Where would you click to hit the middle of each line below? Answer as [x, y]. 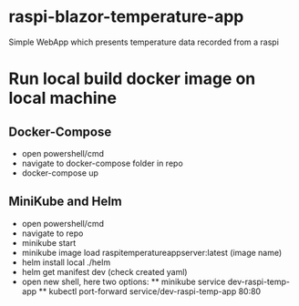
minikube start [49, 242]
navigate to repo [52, 233]
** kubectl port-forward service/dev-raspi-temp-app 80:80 [150, 291]
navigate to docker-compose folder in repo [102, 163]
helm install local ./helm [66, 262]
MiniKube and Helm [65, 202]
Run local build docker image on [132, 79]
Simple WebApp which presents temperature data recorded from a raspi [144, 42]
